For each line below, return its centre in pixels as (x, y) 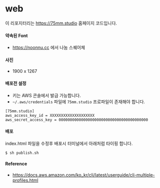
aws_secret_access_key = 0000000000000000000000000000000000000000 (77, 120)
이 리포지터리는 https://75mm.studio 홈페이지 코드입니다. (61, 23)
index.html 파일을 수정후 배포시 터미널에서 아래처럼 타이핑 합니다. (69, 143)
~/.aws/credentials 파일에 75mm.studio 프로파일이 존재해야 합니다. (79, 101)
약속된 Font (17, 35)
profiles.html (25, 180)
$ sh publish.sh (22, 153)
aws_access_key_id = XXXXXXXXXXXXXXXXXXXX (50, 115)
